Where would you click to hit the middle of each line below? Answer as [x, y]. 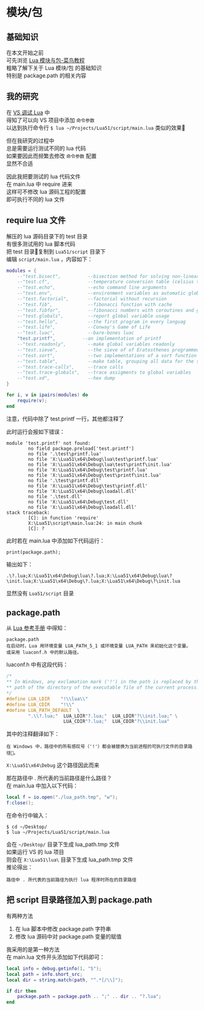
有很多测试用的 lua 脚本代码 [41, 244]
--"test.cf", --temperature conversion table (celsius [106, 282]
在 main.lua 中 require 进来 [39, 184]
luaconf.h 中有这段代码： [37, 664]
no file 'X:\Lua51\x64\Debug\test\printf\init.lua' [95, 475]
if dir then [21, 991]
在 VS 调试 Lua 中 [28, 112]
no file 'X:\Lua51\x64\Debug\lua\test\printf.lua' [93, 459]
